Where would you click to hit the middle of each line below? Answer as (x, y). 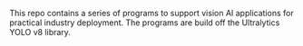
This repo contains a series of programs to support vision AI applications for (151, 13)
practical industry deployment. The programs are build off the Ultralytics (145, 23)
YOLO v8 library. (40, 32)
